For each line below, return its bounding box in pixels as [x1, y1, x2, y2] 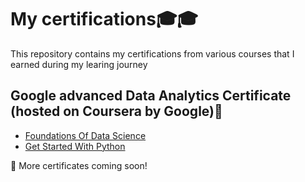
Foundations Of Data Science [24, 129, 147, 141]
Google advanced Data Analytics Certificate [10, 87, 292, 105]
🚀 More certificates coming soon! [10, 159, 148, 171]
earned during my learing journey [10, 58, 148, 70]
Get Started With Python [24, 140, 126, 152]
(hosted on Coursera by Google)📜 [10, 103, 223, 120]
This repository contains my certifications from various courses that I [10, 47, 295, 60]
